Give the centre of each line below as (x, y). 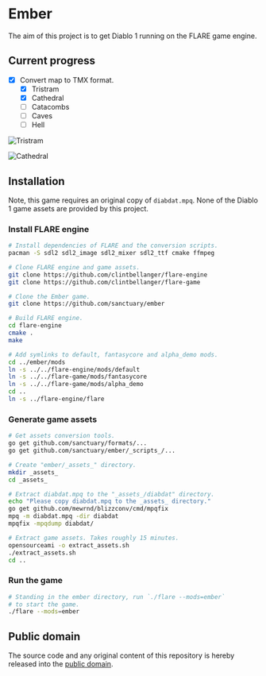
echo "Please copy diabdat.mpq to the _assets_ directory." (110, 501)
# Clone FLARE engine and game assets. (74, 267)
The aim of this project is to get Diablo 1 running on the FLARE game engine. (133, 36)
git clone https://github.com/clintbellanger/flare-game (104, 282)
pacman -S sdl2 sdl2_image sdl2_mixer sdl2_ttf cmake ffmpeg (112, 253)
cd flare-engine (35, 326)
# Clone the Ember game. (49, 296)
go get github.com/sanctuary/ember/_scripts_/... (92, 451)
